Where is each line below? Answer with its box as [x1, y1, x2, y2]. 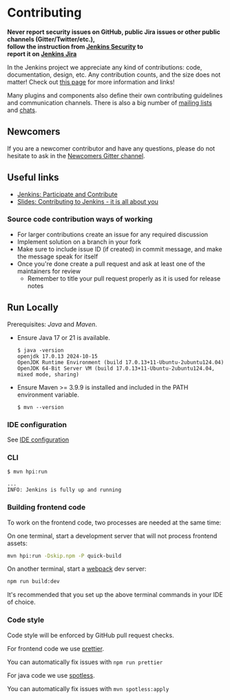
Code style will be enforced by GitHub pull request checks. [7, 631, 174, 639]
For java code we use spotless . [7, 671, 95, 679]
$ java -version [17, 347, 64, 354]
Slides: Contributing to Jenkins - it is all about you [17, 197, 158, 205]
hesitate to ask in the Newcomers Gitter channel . [7, 151, 146, 160]
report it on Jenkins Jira [7, 50, 77, 58]
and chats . [7, 106, 37, 114]
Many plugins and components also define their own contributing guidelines [7, 91, 223, 100]
